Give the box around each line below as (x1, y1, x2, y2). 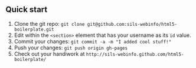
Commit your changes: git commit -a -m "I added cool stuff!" (14, 38, 172, 45)
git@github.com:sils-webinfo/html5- (87, 21, 178, 27)
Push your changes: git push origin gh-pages (14, 44, 128, 51)
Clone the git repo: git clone (14, 20, 85, 27)
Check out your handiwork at (14, 50, 85, 57)
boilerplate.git (14, 26, 54, 32)
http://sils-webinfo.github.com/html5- (86, 51, 184, 57)
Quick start (5, 5, 48, 15)
